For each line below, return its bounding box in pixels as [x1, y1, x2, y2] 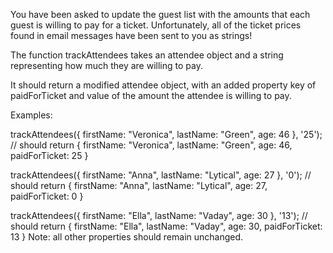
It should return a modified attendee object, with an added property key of [10, 79, 317, 91]
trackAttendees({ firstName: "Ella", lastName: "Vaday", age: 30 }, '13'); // [10, 210, 308, 221]
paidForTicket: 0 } [10, 190, 84, 202]
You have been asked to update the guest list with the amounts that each [10, 9, 311, 20]
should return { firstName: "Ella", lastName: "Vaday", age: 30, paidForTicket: [10, 220, 323, 232]
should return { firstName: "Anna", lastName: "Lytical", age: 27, [10, 180, 268, 191]
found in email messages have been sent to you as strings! [10, 30, 253, 41]
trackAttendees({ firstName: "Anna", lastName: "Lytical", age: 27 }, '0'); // [10, 169, 312, 181]
